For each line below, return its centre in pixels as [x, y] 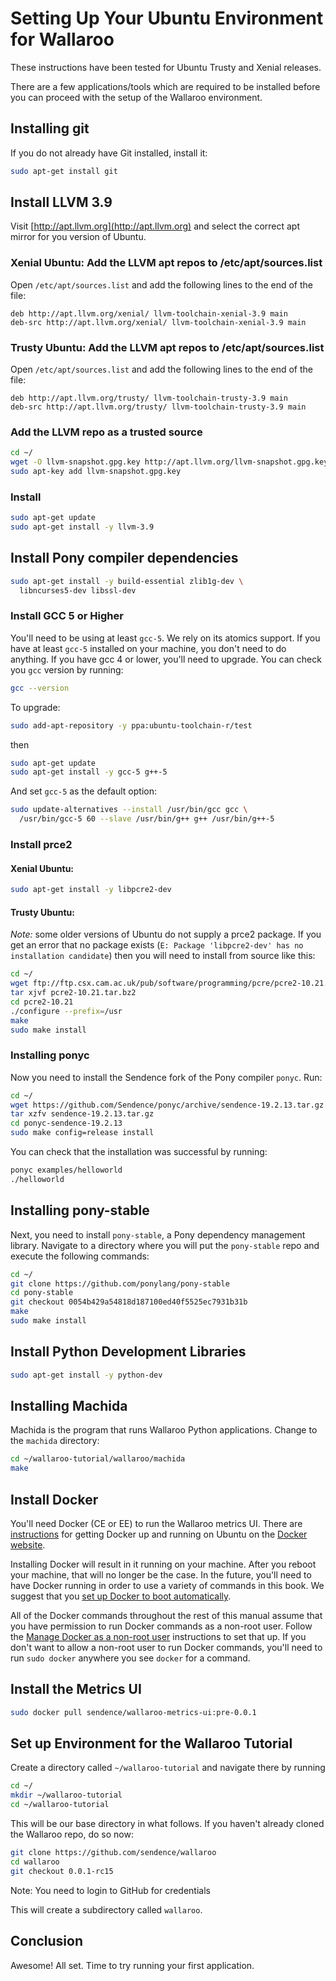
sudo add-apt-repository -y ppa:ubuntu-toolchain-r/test [131, 725]
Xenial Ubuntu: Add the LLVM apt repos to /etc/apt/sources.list [166, 263]
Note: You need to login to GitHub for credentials [110, 1890]
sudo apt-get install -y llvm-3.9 [82, 527]
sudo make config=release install [82, 1133]
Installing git [50, 128]
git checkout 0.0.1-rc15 [62, 1871]
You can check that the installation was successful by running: [139, 1152]
